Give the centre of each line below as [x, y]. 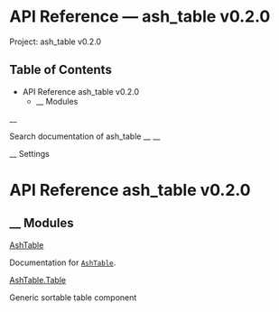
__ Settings [29, 153]
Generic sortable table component [73, 297]
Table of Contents [61, 70]
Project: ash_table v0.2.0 [56, 41]
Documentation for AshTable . [63, 262]
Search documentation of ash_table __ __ [85, 136]
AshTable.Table [37, 280]
